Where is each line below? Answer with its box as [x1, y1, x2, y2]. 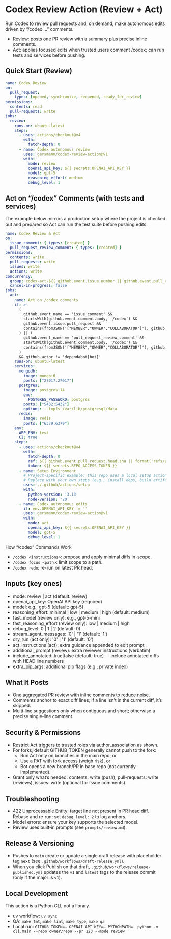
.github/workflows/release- [91, 864, 151, 870]
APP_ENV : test [18, 430, 49, 435]
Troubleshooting [5, 795, 60, 803]
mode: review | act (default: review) [12, 593, 88, 599]
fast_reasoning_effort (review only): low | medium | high [12, 620, 130, 626]
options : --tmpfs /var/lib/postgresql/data [23, 407, 117, 412]
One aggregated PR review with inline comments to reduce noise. [12, 691, 150, 698]
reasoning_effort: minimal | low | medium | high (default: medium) [12, 609, 150, 615]
